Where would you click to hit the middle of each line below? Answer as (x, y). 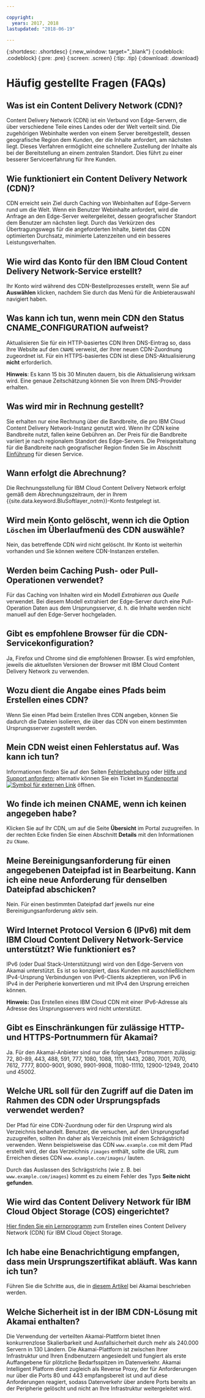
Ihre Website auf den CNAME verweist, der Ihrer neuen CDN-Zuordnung (94, 349)
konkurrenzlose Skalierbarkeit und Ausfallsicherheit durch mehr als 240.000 (102, 1343)
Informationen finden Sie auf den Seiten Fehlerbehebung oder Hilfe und (97, 772)
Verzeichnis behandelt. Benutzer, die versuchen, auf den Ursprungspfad (98, 1132)
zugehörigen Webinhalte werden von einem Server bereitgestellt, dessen (99, 133)
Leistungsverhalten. (31, 243)
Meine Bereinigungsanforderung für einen (88, 860)
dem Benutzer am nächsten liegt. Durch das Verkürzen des (81, 223)
